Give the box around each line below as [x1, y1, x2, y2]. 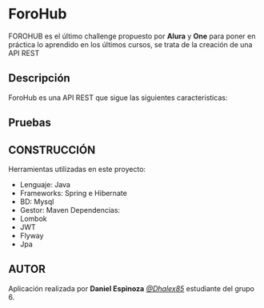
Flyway [19, 230, 44, 240]
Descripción [8, 71, 70, 85]
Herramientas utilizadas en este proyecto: [8, 164, 146, 174]
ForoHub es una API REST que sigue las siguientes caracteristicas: [8, 93, 228, 102]
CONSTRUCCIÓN [8, 143, 96, 157]
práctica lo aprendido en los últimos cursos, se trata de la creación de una [8, 39, 253, 49]
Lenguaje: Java [19, 179, 70, 189]
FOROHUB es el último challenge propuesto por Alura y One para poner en [8, 31, 256, 41]
